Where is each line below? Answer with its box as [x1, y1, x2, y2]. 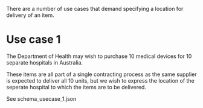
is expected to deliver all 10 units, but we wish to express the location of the [6, 77, 195, 84]
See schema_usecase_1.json [6, 95, 77, 102]
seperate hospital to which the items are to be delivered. [6, 83, 147, 91]
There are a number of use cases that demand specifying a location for [6, 5, 184, 12]
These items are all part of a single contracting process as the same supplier [6, 71, 197, 78]
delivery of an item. [6, 11, 54, 19]
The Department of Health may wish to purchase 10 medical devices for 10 [6, 52, 192, 60]
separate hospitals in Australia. [6, 59, 83, 66]
